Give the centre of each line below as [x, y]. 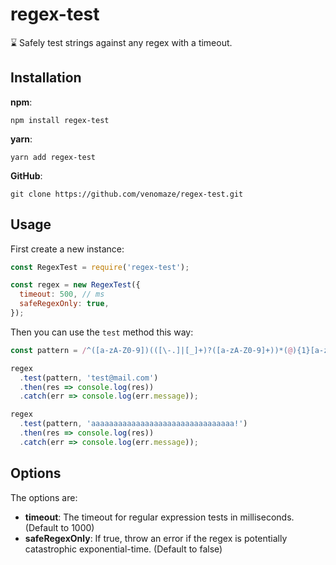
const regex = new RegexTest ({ [75, 285]
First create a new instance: [67, 249]
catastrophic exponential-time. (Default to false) [123, 549]
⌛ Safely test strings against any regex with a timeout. [121, 42]
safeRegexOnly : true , [64, 304]
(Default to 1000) [59, 527]
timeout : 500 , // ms [62, 294]
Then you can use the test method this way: [102, 332]
